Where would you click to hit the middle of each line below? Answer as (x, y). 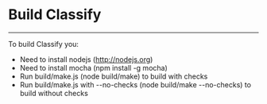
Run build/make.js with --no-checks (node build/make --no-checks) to (135, 84)
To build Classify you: (44, 44)
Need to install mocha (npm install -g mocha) (94, 67)
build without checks (54, 93)
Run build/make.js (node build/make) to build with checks (114, 76)
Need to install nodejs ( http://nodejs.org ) (86, 59)
